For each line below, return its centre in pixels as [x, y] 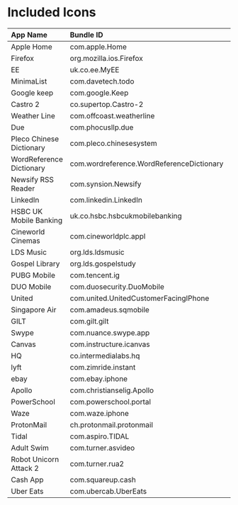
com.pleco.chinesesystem [113, 143]
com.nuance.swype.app [110, 332]
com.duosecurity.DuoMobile [117, 286]
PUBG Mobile [33, 275]
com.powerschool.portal [110, 402]
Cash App [27, 480]
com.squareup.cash [103, 480]
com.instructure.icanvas [110, 344]
